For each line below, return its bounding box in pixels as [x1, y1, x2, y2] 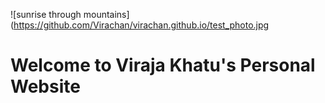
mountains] [83, 9, 130, 20]
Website [10, 75, 81, 98]
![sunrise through [10, 9, 82, 20]
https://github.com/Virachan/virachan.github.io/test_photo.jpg [13, 19, 270, 31]
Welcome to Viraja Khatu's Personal [10, 54, 316, 77]
